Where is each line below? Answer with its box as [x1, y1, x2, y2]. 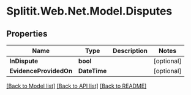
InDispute [9, 57, 39, 65]
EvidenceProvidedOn [9, 67, 73, 75]
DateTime [78, 67, 107, 75]
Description [113, 47, 148, 55]
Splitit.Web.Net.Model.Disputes [6, 4, 173, 18]
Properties [6, 29, 48, 39]
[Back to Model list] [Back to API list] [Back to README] [6, 82, 147, 90]
